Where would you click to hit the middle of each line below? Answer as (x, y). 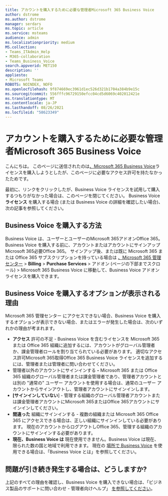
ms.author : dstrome (25, 19)
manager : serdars (23, 24)
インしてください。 (41, 408)
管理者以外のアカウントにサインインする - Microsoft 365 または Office (85, 370)
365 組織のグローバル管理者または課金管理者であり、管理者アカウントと (87, 377)
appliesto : (16, 75)
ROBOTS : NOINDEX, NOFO (29, 84)
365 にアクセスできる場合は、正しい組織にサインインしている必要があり (87, 421)
